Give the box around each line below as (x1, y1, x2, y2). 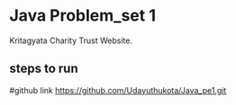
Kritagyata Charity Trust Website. (9, 35, 133, 46)
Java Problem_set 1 (9, 5, 156, 26)
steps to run (9, 61, 78, 76)
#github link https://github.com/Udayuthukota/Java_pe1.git (9, 84, 227, 95)
